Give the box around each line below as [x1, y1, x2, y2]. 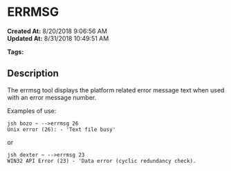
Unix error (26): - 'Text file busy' [7, 125, 116, 133]
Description [7, 68, 59, 79]
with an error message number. [7, 93, 97, 101]
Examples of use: [7, 106, 57, 114]
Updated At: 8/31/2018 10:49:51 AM [7, 34, 109, 42]
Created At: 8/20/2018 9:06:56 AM [7, 27, 107, 35]
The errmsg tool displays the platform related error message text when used [7, 85, 225, 94]
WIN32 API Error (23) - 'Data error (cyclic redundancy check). [7, 157, 196, 164]
